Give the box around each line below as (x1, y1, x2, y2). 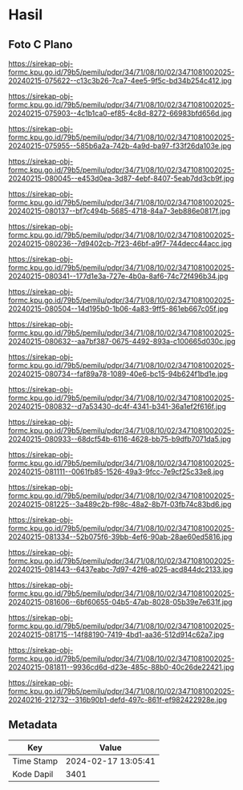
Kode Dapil (12, 768, 54, 780)
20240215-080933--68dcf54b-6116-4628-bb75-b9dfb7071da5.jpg (8, 435, 231, 444)
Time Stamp (12, 756, 59, 767)
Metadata (8, 718, 58, 731)
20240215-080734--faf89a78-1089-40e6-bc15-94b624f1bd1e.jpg (8, 369, 229, 379)
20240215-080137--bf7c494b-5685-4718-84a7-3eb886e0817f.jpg (8, 206, 231, 216)
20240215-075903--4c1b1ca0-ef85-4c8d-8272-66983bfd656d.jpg (8, 108, 233, 118)
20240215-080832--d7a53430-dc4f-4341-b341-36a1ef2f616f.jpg (8, 402, 227, 411)
